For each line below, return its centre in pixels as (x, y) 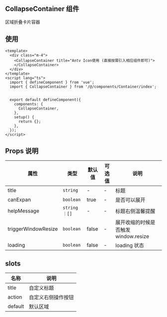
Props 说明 (22, 151)
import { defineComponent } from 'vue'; (52, 82)
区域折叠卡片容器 (23, 22)
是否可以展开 (130, 200)
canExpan (19, 200)
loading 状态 (129, 245)
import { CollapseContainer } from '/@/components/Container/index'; (83, 87)
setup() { (24, 117)
